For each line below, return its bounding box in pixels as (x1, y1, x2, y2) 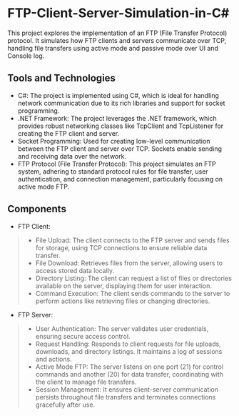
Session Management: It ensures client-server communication (35, 385, 219, 394)
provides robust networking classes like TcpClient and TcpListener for (17, 122, 223, 130)
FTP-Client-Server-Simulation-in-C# (7, 5, 230, 21)
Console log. (7, 51, 45, 60)
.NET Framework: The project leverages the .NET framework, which (17, 114, 217, 122)
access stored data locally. (35, 266, 115, 274)
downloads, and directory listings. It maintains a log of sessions (35, 347, 223, 355)
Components (7, 203, 66, 215)
